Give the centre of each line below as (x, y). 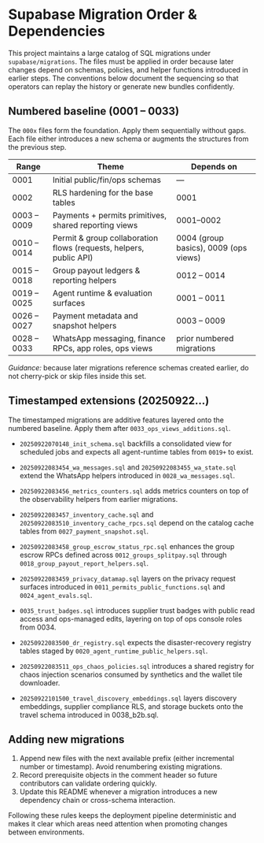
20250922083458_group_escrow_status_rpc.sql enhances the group (127, 546)
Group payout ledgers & (96, 270)
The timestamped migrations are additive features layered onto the (116, 420)
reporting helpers (84, 280)
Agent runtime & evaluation (103, 293)
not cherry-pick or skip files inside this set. (77, 376)
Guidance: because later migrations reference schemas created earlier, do (128, 367)
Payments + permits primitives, (110, 215)
